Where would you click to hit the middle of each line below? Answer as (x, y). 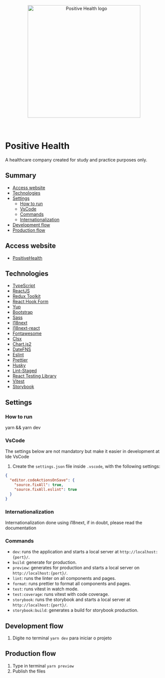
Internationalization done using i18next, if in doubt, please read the (74, 522)
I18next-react (26, 328)
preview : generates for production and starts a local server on (76, 568)
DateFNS (22, 349)
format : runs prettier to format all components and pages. (71, 584)
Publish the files (29, 671)
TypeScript (24, 286)
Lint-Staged (24, 371)
